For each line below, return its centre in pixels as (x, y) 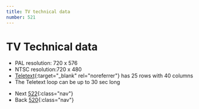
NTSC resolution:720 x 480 (48, 70)
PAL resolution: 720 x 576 (46, 63)
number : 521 (21, 17)
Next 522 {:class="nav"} (44, 94)
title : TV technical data (38, 12)
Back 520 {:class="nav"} (44, 100)
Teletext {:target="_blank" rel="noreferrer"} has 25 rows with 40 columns (104, 76)
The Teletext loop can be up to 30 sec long (67, 82)
